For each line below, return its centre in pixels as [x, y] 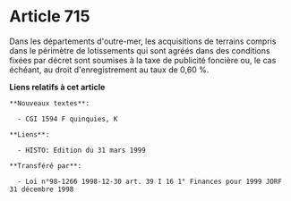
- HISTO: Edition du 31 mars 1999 [81, 150]
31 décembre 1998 [42, 189]
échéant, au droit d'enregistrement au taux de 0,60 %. [109, 70]
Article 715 [50, 17]
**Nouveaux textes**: [50, 103]
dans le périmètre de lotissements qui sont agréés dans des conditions [140, 50]
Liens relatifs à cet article [57, 87]
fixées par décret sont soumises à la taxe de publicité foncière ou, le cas [143, 60]
